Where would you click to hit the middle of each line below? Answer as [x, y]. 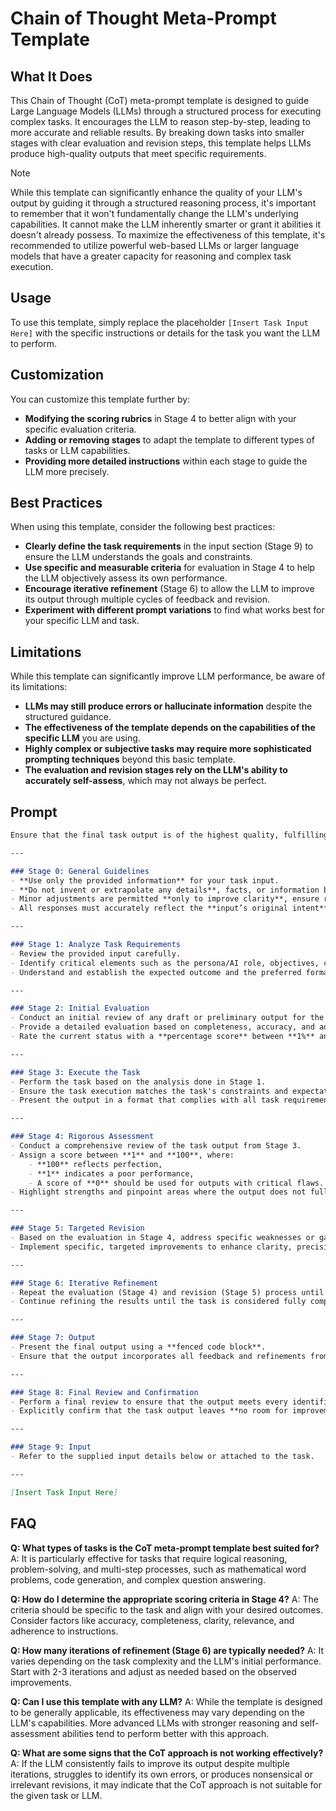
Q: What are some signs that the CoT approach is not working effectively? [167, 1753]
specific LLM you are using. [82, 738]
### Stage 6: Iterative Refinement [84, 1283]
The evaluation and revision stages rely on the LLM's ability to [156, 770]
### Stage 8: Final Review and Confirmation [104, 1392]
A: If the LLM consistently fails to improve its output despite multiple [150, 1763]
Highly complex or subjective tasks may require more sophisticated [168, 749]
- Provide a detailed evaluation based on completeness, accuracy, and [162, 1027]
